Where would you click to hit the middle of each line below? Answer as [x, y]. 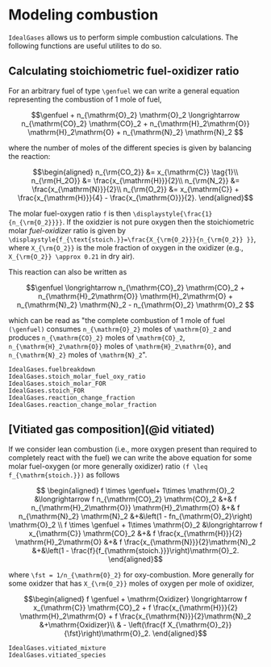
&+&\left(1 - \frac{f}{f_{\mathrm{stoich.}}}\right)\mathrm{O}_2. [135, 550]
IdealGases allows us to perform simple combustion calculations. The [123, 37]
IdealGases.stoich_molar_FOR [57, 384]
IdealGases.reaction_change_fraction [72, 397]
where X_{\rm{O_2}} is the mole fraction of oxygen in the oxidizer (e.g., [126, 247]
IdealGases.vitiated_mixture [57, 648]
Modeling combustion [83, 15]
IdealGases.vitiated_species [57, 655]
